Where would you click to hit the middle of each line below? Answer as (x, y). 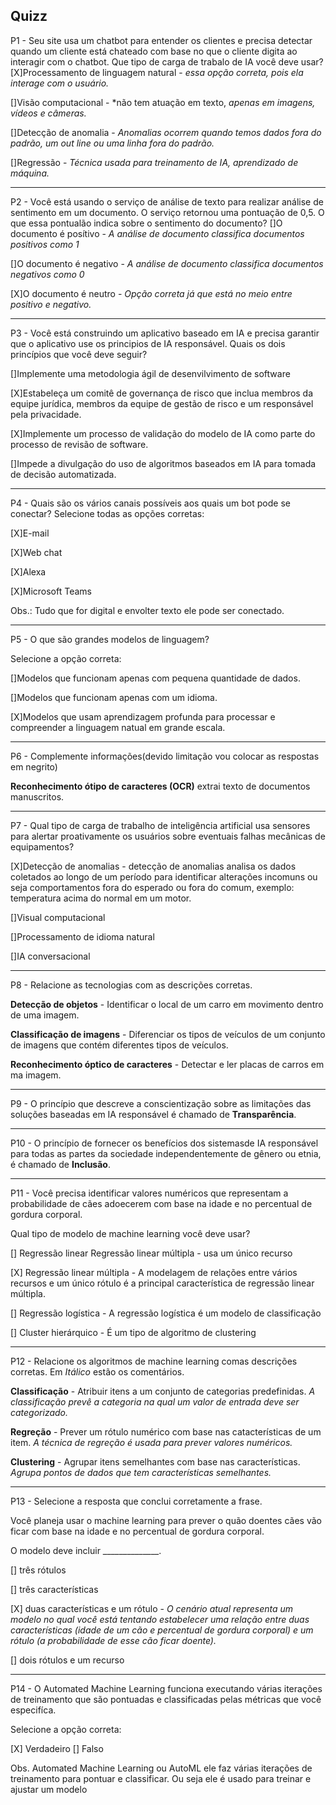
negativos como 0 (47, 274)
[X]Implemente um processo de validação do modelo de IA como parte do (163, 433)
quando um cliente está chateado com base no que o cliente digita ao (154, 51)
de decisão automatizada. (63, 474)
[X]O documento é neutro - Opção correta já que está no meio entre (151, 293)
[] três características (54, 1589)
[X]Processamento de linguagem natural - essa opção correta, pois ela (157, 72)
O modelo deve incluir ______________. (86, 1550)
